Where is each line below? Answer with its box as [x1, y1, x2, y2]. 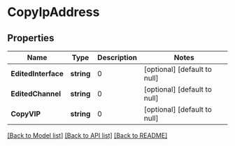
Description [97, 53, 138, 62]
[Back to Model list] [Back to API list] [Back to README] [7, 131, 168, 140]
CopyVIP [10, 109, 41, 119]
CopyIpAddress [7, 4, 100, 20]
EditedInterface [10, 69, 64, 78]
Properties [7, 32, 55, 44]
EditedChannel [10, 89, 62, 98]
